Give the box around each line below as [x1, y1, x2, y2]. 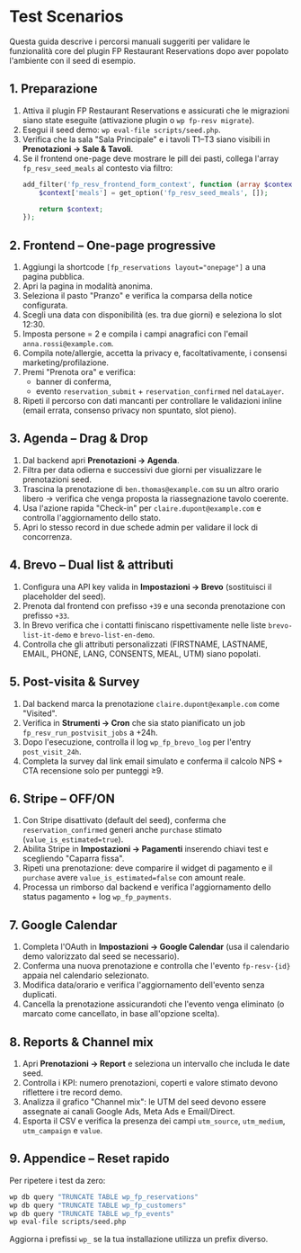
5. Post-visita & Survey [9, 675, 140, 690]
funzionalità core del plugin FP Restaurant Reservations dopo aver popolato [9, 45, 289, 56]
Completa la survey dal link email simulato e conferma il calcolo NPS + [22, 756, 283, 766]
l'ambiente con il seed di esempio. [9, 55, 137, 66]
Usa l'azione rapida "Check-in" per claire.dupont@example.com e [22, 502, 262, 514]
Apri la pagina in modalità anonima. [22, 281, 153, 291]
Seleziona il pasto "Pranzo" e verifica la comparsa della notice [22, 291, 253, 301]
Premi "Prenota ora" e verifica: [22, 367, 137, 378]
